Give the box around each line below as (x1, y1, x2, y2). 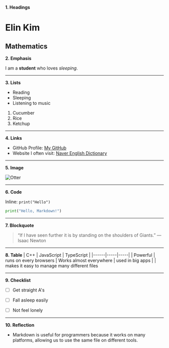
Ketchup (12, 121, 30, 127)
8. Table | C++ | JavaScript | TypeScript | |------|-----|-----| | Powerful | (5, 252, 155, 258)
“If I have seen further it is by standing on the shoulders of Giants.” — (17, 232, 162, 238)
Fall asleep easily (12, 297, 49, 303)
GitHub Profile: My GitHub (12, 145, 67, 151)
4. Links (5, 135, 22, 141)
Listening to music (12, 100, 51, 106)
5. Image (5, 165, 24, 170)
